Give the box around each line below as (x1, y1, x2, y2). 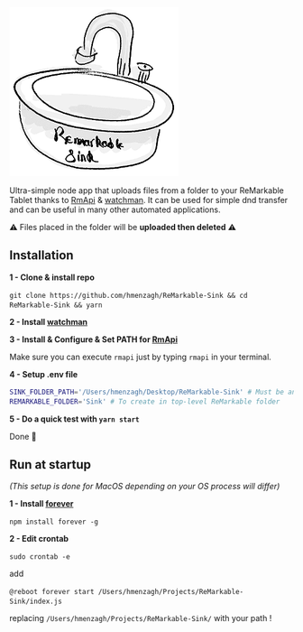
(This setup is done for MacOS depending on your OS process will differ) (9, 481, 280, 492)
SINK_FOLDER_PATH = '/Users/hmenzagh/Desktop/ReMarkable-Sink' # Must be (9, 387, 284, 396)
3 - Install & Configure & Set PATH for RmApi (9, 333, 179, 345)
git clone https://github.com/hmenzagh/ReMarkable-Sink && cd (9, 291, 248, 300)
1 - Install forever (9, 498, 74, 509)
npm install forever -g (9, 517, 99, 526)
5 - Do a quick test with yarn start (9, 414, 140, 424)
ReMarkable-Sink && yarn (9, 301, 103, 310)
